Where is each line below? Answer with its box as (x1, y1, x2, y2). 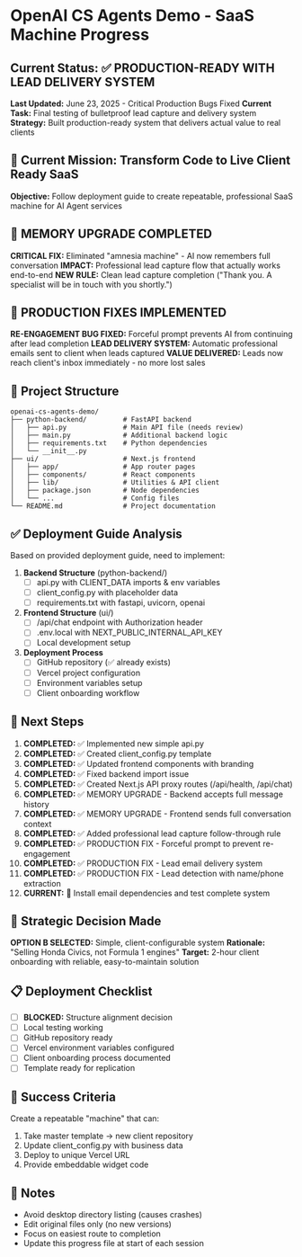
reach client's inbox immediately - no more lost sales (10, 357, 206, 369)
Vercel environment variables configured (22, 1042, 174, 1053)
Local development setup (36, 637, 131, 648)
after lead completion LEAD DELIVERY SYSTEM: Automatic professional (10, 338, 278, 349)
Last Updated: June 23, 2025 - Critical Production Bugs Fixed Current (10, 98, 272, 109)
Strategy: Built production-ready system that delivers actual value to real (10, 118, 281, 128)
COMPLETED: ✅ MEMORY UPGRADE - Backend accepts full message (22, 789, 284, 799)
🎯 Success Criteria (10, 1089, 116, 1104)
